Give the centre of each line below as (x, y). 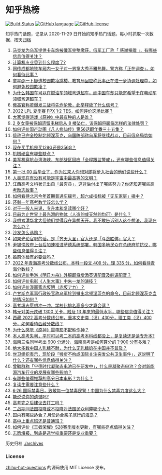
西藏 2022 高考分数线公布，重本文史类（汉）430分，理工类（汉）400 (82, 317)
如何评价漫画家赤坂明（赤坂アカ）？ (49, 287)
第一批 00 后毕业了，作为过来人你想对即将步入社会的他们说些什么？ (80, 172)
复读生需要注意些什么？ (36, 384)
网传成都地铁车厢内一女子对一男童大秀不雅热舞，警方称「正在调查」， (81, 68)
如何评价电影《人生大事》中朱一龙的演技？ (55, 281)
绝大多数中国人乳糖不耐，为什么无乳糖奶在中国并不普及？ (70, 348)
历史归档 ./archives (24, 443)
